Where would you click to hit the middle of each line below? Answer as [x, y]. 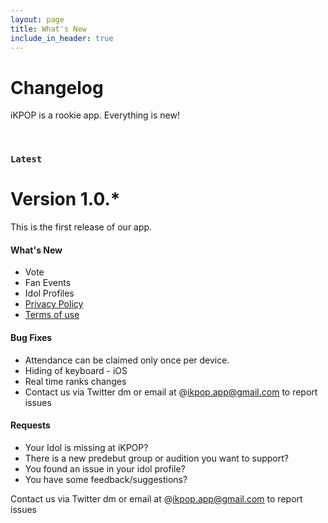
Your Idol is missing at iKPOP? [86, 447]
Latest [26, 159]
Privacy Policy [54, 304]
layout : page [37, 19]
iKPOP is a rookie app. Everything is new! [95, 115]
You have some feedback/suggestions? [106, 479]
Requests [30, 425]
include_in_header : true [62, 38]
